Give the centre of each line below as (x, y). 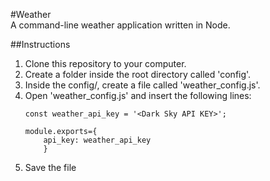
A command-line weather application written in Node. (120, 25)
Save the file (50, 167)
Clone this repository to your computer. (105, 63)
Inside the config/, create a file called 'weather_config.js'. (142, 85)
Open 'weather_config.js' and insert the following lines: (138, 95)
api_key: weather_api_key (97, 140)
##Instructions (40, 44)
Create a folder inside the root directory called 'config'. (138, 74)
